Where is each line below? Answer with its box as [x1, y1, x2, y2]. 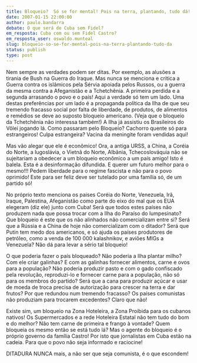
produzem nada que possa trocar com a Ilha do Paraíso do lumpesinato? [6, 210, 182, 217]
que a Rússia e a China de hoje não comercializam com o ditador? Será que [6, 222, 189, 229]
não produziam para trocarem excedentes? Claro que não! [6, 296, 148, 303]
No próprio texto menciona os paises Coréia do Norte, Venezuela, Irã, [6, 191, 175, 198]
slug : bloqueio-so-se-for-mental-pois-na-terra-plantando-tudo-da [6, 42, 172, 48]
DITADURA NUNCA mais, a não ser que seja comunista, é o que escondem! [6, 350, 189, 357]
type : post [6, 52, 33, 58]
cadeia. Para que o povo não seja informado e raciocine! [6, 338, 143, 345]
